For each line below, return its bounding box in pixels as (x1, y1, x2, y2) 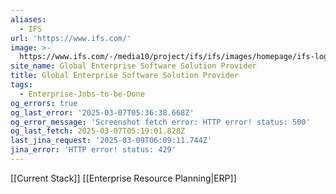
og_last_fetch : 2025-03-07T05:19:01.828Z (10, 126, 186, 136)
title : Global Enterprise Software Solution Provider (10, 71, 240, 81)
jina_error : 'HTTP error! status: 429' (10, 145, 177, 155)
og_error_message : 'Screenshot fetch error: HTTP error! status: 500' (10, 117, 311, 127)
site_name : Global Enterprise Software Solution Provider (10, 61, 257, 71)
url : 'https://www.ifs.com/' (10, 33, 132, 43)
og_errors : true (10, 98, 78, 108)
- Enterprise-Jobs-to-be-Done (19, 89, 145, 99)
